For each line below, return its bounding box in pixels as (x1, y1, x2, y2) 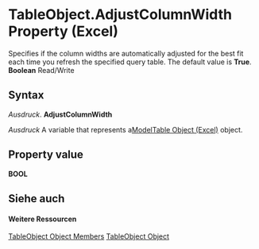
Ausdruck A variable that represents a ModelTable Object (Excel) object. (8, 125, 243, 134)
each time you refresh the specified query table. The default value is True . (8, 57, 252, 67)
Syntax (8, 89, 44, 102)
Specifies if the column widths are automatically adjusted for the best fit (8, 48, 244, 58)
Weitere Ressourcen (8, 214, 77, 224)
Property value (8, 148, 83, 162)
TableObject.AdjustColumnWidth (8, 6, 233, 24)
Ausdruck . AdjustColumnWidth (8, 109, 113, 119)
